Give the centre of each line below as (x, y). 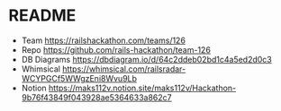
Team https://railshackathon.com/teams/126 (104, 40)
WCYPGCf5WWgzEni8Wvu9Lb (79, 78)
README (42, 16)
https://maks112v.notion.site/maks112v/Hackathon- (142, 88)
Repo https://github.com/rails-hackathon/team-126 (116, 49)
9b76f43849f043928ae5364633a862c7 (96, 97)
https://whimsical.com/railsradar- (124, 69)
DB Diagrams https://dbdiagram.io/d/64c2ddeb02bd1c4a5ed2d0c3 (146, 59)
